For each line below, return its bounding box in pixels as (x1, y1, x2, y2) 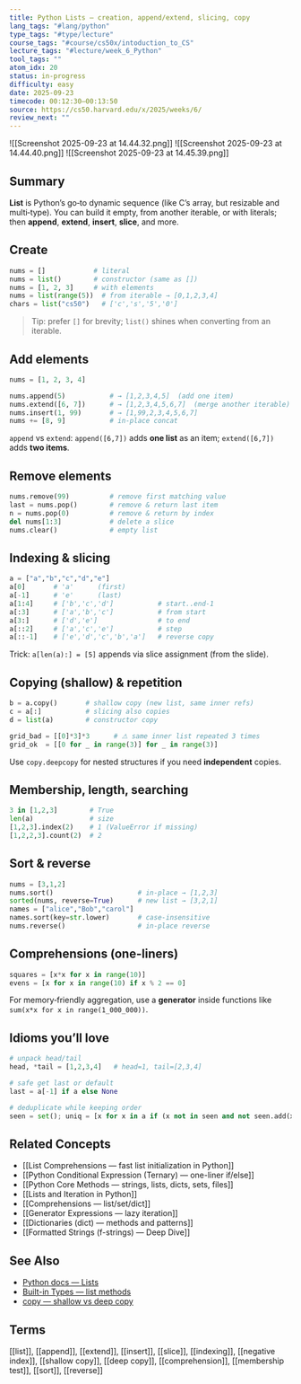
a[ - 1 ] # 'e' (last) (9, 591, 123, 600)
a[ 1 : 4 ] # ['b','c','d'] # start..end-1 (9, 599, 215, 608)
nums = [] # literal (9, 266, 130, 275)
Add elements (9, 351, 90, 366)
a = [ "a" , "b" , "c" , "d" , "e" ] (9, 574, 110, 584)
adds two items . (9, 442, 70, 454)
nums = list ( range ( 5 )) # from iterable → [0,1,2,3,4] (9, 291, 219, 301)
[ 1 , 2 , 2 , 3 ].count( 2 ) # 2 (9, 831, 102, 840)
